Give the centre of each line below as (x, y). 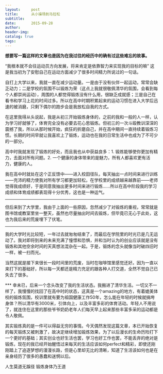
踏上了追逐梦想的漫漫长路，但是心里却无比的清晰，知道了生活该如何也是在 (83, 350)
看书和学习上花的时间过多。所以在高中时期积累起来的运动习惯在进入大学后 (79, 101)
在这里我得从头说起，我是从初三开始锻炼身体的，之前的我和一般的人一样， (79, 117)
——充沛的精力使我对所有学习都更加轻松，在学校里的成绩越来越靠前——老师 (81, 180)
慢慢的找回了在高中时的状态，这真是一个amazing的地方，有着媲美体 (90, 291)
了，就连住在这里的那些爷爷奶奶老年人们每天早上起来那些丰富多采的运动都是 (81, 309)
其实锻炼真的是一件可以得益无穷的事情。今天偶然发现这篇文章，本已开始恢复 (81, 325)
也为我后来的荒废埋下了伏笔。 (35, 219)
